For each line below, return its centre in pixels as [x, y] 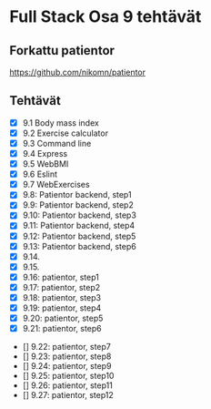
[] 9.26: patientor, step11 [68, 385]
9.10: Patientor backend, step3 [79, 215]
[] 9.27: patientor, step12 [68, 395]
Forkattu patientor [62, 51]
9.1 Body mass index [61, 123]
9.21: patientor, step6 [62, 329]
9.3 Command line [57, 143]
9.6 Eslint [40, 174]
